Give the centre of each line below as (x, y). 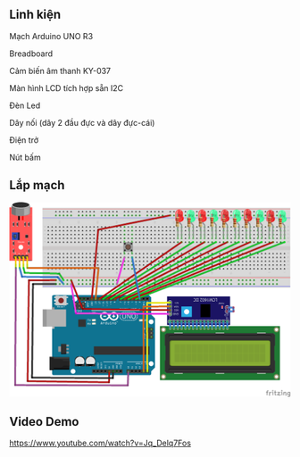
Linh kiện (35, 15)
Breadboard (31, 54)
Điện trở (24, 140)
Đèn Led (25, 105)
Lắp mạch (37, 185)
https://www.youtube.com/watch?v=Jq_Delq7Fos (100, 443)
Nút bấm (25, 157)
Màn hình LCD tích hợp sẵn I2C (66, 87)
